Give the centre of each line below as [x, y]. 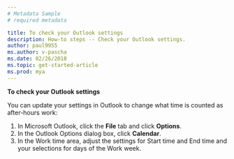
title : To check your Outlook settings [65, 33]
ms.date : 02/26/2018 [37, 59]
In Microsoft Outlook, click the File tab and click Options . [99, 126]
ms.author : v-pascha [37, 52]
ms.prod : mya [26, 71]
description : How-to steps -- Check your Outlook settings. [97, 39]
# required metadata [37, 20]
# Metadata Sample [34, 14]
